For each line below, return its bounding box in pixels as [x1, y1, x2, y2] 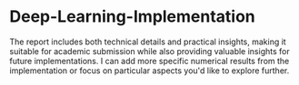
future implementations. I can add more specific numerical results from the [9, 55, 290, 66]
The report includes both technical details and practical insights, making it [9, 36, 286, 47]
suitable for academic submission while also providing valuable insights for [9, 45, 290, 56]
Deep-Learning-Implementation [9, 6, 256, 27]
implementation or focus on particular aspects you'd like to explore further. [9, 65, 290, 76]
